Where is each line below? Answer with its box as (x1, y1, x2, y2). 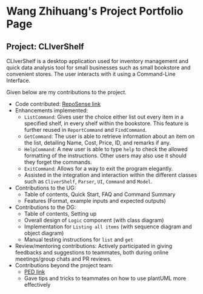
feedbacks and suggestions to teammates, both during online (15, 249, 168, 256)
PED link (24, 268, 45, 275)
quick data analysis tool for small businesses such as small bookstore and (6, 64, 191, 71)
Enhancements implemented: (15, 107, 88, 114)
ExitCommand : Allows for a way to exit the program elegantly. (24, 165, 173, 172)
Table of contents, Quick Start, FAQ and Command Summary (24, 191, 176, 198)
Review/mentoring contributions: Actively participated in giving (15, 242, 173, 250)
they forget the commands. (24, 159, 92, 165)
